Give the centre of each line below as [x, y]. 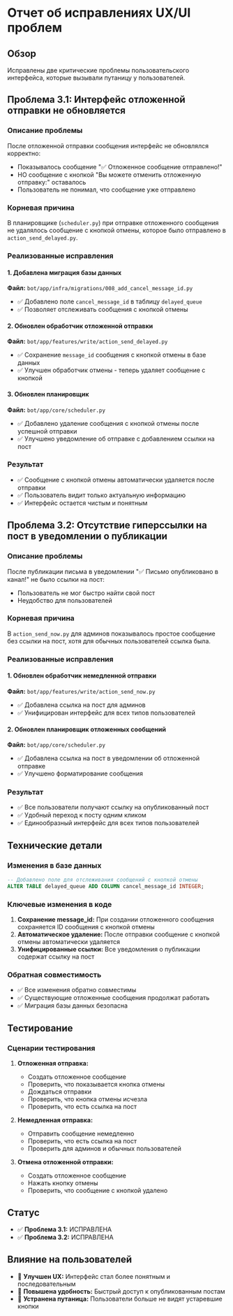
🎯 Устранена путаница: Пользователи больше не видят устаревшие [120, 1299]
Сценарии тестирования [51, 1048]
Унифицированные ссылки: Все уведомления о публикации [108, 950]
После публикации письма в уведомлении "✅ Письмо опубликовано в [113, 571]
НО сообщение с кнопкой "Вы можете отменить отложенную [109, 174]
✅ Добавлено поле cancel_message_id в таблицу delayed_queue [110, 301]
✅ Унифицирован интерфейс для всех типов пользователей [106, 713]
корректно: [24, 153]
